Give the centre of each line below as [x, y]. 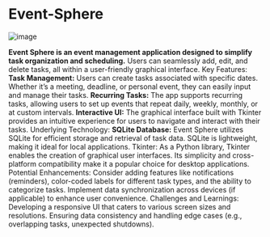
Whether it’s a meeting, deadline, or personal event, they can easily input [130, 87]
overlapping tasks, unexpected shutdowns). [82, 224]
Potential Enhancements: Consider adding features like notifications [121, 172]
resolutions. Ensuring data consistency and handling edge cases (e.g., [125, 215]
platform [22, 163]
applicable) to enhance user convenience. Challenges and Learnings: [124, 198]
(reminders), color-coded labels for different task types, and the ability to [130, 181]
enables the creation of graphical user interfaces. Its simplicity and [120, 155]
